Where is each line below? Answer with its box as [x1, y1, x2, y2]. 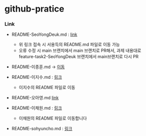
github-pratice [4, 3, 65, 15]
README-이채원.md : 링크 [11, 105, 62, 111]
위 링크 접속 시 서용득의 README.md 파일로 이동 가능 [18, 42, 120, 47]
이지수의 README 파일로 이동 [18, 85, 75, 91]
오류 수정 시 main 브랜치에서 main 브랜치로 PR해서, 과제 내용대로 [18, 47, 141, 54]
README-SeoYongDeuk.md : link [11, 31, 78, 37]
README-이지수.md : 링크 [11, 74, 62, 80]
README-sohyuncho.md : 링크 [11, 126, 73, 132]
